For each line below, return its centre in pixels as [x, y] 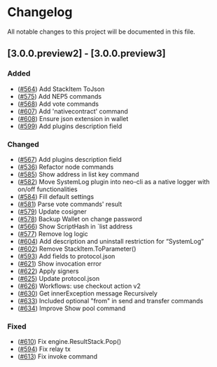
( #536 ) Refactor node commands [65, 167]
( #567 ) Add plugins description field [70, 159]
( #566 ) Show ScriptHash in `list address [75, 226]
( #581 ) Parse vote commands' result [70, 204]
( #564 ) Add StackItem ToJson [61, 89]
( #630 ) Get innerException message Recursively [87, 293]
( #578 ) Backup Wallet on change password [79, 219]
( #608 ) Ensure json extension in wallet [73, 118]
